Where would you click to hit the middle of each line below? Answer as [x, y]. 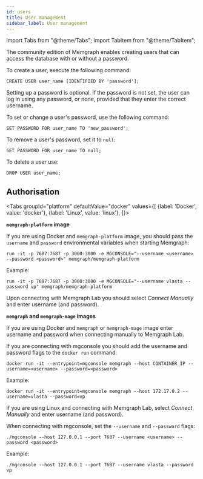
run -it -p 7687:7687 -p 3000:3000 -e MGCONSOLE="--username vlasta [95, 282]
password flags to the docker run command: [62, 353]
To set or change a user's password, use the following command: [88, 117]
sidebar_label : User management [47, 23]
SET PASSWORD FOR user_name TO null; [54, 151]
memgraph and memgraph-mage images [51, 317]
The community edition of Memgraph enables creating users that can [93, 52]
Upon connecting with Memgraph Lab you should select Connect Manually [100, 298]
